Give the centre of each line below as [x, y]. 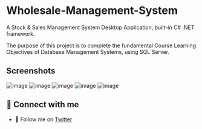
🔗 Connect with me [43, 104]
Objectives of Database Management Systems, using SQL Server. [88, 51]
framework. [21, 33]
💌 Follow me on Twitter [44, 119]
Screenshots [31, 71]
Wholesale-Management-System [92, 11]
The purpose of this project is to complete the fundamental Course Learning [101, 45]
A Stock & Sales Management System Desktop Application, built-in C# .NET [100, 27]
